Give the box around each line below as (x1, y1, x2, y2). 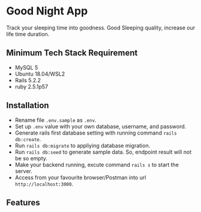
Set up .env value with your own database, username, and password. (14, 123, 187, 130)
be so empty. (14, 154, 48, 162)
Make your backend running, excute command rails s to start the (14, 161, 179, 168)
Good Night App (6, 4, 88, 18)
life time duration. (6, 30, 50, 37)
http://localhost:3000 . (14, 180, 74, 187)
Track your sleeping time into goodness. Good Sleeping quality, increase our (6, 24, 196, 31)
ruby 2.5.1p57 (14, 83, 49, 90)
